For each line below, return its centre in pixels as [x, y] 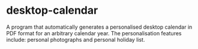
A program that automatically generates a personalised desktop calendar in [99, 27]
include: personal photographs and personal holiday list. [76, 39]
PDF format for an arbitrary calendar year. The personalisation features [94, 33]
